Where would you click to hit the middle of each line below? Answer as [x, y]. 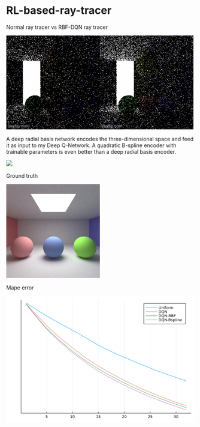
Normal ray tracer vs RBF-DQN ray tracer [57, 27]
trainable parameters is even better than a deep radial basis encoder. [91, 151]
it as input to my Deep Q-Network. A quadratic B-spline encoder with [91, 145]
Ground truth [22, 175]
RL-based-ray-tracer [59, 11]
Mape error [20, 287]
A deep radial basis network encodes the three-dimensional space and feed [100, 139]
